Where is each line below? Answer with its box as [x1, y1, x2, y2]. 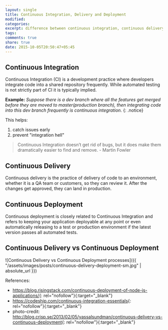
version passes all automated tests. [5, 229, 78, 235]
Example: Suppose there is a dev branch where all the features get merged [5, 97, 161, 103]
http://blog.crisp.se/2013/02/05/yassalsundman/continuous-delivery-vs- [12, 313, 163, 319]
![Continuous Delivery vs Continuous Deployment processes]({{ [5, 257, 136, 263]
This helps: [5, 117, 28, 123]
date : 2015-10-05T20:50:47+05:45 [5, 45, 75, 50]
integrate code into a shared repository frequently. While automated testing [5, 82, 160, 88]
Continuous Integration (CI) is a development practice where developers [5, 76, 154, 83]
